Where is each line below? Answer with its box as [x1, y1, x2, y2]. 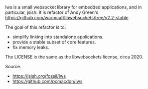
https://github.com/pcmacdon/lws [12, 79, 83, 84]
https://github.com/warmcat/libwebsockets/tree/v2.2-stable [5, 15, 129, 20]
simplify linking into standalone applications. [12, 34, 104, 40]
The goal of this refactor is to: [5, 24, 66, 30]
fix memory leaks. [12, 44, 49, 50]
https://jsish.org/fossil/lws [12, 73, 66, 79]
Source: [5, 64, 21, 69]
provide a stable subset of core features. [12, 39, 96, 45]
